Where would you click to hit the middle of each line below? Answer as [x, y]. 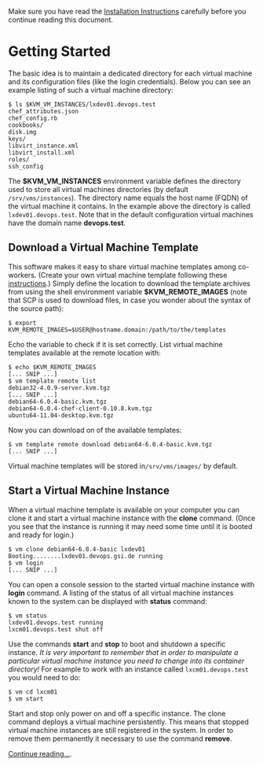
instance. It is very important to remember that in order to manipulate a [123, 652]
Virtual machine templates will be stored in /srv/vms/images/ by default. [123, 466]
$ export [22, 323]
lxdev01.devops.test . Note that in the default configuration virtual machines [131, 214]
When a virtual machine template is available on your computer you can [124, 509]
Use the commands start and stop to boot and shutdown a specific [117, 644]
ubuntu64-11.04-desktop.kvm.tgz [61, 415]
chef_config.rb [33, 118]
